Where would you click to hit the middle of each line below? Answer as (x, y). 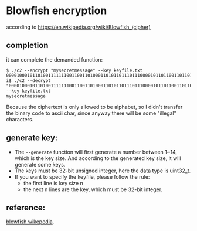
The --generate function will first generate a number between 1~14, (96, 152)
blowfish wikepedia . (30, 222)
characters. (20, 119)
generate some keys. (40, 164)
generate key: (32, 138)
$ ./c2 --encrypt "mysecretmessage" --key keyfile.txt (74, 70)
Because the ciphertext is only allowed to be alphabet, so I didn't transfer (94, 107)
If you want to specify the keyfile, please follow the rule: (82, 176)
